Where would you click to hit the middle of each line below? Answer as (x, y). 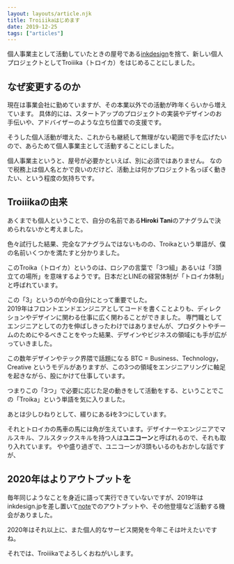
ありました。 (38, 514)
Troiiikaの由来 (38, 202)
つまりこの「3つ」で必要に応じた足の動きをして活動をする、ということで (112, 390)
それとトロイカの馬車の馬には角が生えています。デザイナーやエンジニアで (114, 429)
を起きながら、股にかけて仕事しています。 (68, 376)
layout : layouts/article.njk (49, 14)
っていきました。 (32, 343)
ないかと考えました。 (56, 229)
